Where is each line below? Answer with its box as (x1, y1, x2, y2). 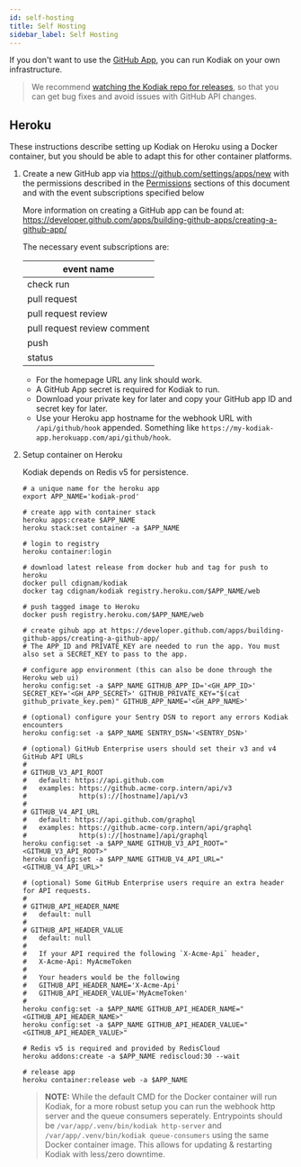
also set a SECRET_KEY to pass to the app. (22, 650, 189, 659)
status (26, 351, 54, 364)
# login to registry (22, 540, 100, 549)
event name (62, 263, 115, 276)
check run (26, 278, 70, 291)
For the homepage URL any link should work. (35, 375, 202, 386)
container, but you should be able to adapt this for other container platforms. (9, 150, 293, 162)
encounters (22, 721, 64, 730)
